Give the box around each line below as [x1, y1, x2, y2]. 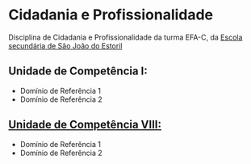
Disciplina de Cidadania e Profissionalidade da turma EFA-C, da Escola [8, 32, 243, 42]
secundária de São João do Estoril [8, 40, 123, 50]
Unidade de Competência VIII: [8, 118, 161, 132]
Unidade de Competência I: [8, 65, 148, 78]
